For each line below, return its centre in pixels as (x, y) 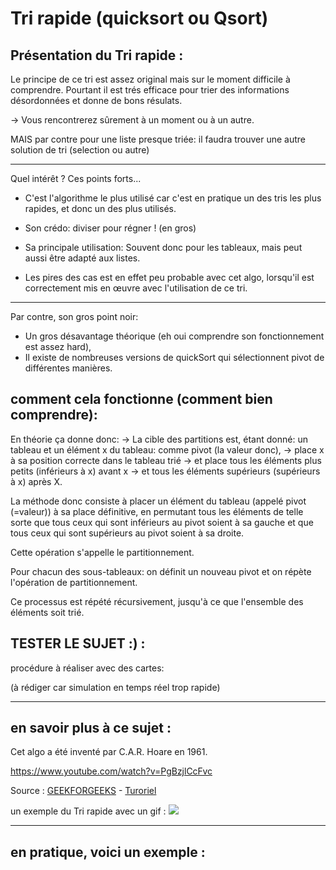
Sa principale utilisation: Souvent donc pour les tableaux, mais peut (163, 247)
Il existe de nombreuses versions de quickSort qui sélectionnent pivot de (174, 357)
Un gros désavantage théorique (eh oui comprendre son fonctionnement (174, 336)
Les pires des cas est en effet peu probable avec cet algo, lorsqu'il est (169, 277)
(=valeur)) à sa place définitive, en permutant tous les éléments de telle (157, 511)
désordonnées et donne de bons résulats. (96, 100)
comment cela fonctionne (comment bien (141, 399)
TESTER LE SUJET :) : (78, 643)
